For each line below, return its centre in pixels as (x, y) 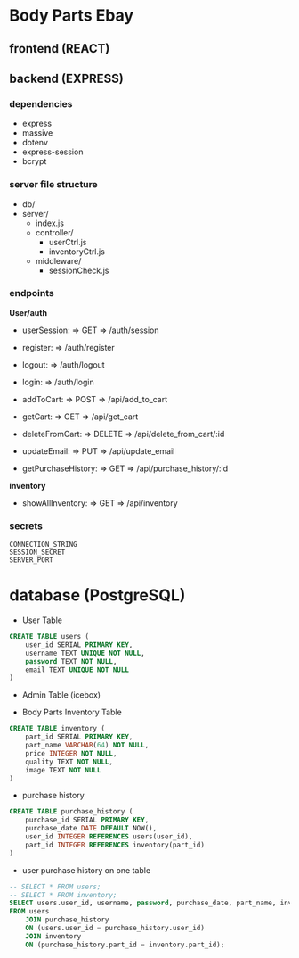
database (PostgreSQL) (97, 595)
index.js (50, 223)
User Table (42, 620)
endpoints (32, 293)
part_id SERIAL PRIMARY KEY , (79, 737)
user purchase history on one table (86, 870)
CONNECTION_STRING (43, 545)
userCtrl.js (68, 242)
